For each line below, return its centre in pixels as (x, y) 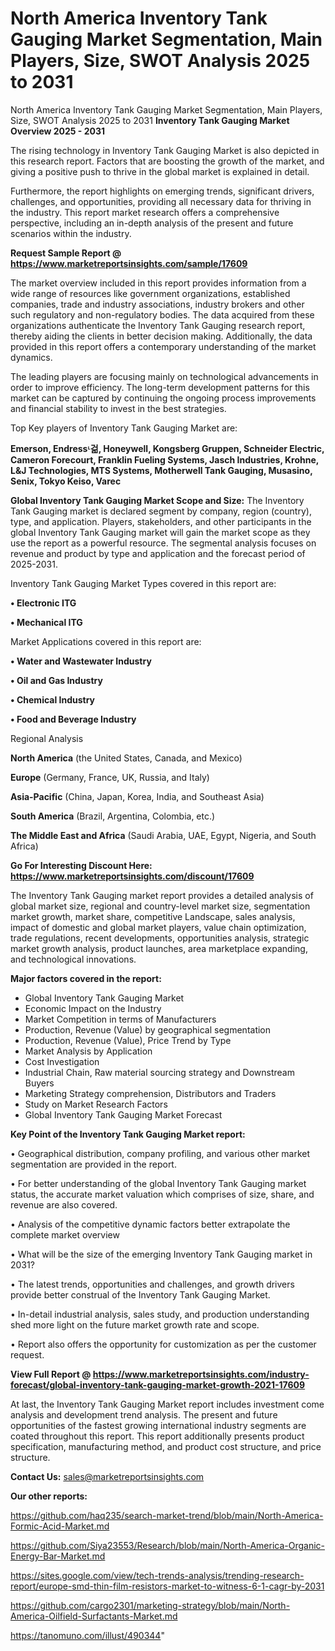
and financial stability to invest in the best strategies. (118, 408)
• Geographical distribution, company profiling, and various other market (160, 1153)
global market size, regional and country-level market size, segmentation (160, 906)
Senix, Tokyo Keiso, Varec (66, 481)
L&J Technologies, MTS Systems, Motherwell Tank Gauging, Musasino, (161, 470)
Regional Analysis (47, 738)
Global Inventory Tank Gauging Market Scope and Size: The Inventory (157, 500)
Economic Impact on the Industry (93, 1008)
